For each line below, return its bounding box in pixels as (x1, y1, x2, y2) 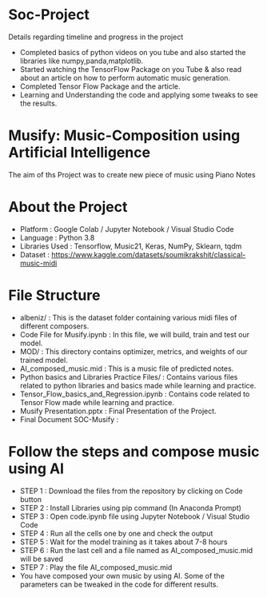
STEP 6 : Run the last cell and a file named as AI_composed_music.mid (19, 545, 253, 555)
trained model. (19, 355, 68, 364)
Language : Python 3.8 (19, 233, 95, 242)
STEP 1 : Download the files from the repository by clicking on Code (19, 486, 243, 496)
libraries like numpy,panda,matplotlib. (19, 56, 144, 66)
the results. (19, 98, 58, 108)
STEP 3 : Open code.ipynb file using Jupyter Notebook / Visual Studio (19, 511, 250, 521)
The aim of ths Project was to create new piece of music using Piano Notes (8, 169, 256, 179)
